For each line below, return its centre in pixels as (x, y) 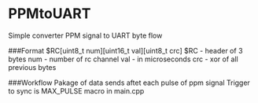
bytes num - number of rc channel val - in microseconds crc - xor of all (123, 59)
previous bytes (32, 67)
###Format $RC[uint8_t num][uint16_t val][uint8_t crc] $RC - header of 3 (125, 50)
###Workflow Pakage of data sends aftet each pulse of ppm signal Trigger (129, 83)
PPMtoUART (50, 14)
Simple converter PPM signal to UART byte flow (85, 35)
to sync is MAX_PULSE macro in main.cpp (76, 90)
